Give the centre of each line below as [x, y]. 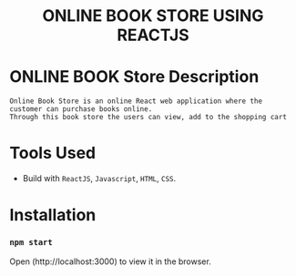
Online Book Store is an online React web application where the [136, 101]
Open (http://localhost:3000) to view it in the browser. [110, 261]
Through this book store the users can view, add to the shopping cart [148, 118]
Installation [53, 215]
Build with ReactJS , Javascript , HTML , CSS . [99, 179]
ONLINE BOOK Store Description [134, 77]
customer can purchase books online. [81, 109]
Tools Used [53, 153]
